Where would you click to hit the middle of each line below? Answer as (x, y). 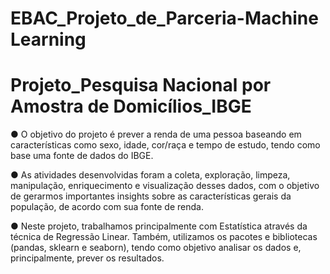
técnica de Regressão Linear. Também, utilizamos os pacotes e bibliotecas (164, 237)
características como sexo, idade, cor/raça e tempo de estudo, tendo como (165, 145)
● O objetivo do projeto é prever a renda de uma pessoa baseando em (156, 134)
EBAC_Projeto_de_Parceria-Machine (164, 18)
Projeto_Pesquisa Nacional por (141, 85)
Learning (48, 39)
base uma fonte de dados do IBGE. (82, 156)
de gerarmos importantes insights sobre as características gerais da (151, 196)
